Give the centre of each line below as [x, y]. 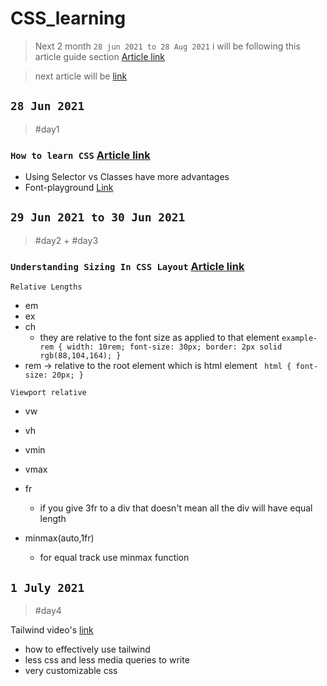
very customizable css [71, 670]
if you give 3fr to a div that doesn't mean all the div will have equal [176, 508]
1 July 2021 [47, 587]
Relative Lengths [46, 287]
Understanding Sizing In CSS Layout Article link [127, 266]
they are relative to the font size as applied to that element [159, 338]
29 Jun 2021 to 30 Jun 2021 [98, 217]
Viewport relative [48, 393]
